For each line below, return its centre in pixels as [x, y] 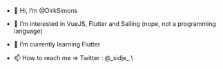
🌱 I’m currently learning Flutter [57, 44]
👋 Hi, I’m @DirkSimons [46, 11]
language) [28, 31]
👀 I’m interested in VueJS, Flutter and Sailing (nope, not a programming [115, 24]
